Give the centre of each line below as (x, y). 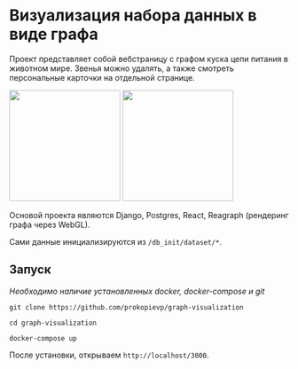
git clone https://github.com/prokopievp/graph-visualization (126, 307)
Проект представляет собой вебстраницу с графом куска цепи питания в (149, 59)
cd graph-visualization (53, 323)
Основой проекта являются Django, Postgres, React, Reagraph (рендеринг (149, 215)
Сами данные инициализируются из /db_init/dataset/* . (116, 241)
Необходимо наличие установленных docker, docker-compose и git (137, 291)
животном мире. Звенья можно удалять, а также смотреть (122, 68)
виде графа (54, 34)
